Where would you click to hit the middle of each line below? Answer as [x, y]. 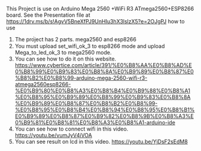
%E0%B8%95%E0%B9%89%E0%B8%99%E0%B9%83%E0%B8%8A [103, 97]
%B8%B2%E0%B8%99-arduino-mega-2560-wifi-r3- [81, 78]
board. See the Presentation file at [48, 15]
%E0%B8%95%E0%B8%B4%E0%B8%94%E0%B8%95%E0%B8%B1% [105, 110]
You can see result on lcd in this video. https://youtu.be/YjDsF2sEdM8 [101, 141]
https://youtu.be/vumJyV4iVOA [54, 135]
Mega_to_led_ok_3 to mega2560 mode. [63, 52]
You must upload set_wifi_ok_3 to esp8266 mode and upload [90, 46]
